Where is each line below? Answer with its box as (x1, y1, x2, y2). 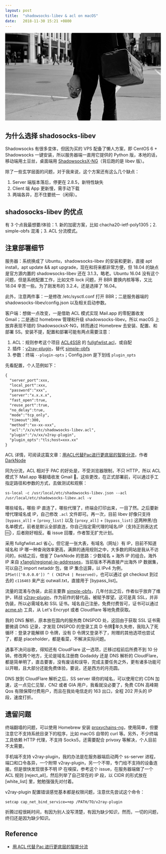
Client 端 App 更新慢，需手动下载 (12, 185, 80, 191)
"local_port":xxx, (9, 383, 48, 388)
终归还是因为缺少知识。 (5, 815, 53, 821)
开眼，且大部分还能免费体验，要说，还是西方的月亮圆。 (9, 665, 122, 671)
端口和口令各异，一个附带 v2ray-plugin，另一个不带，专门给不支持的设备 (5, 760, 154, 766)
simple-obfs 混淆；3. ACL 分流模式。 (5, 228, 81, 234)
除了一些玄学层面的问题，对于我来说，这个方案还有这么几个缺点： (5, 169, 139, 175)
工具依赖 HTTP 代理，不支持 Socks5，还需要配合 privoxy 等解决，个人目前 (5, 737, 157, 743)
